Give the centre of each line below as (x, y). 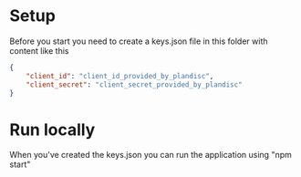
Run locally (52, 130)
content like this (39, 50)
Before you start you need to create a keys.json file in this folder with (139, 41)
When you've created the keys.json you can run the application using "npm (150, 155)
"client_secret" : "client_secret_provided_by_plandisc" (135, 84)
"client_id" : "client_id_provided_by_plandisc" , (120, 76)
